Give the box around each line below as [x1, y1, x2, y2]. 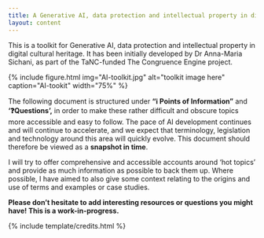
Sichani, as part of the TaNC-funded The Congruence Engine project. [8, 57, 233, 67]
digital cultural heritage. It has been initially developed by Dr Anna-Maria [8, 49, 243, 58]
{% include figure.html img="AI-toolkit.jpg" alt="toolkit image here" [8, 72, 225, 82]
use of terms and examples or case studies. [8, 182, 150, 192]
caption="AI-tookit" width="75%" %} [8, 80, 128, 90]
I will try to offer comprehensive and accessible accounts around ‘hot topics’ [8, 157, 256, 167]
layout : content [8, 19, 61, 27]
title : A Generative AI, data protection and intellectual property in [8, 11, 247, 20]
